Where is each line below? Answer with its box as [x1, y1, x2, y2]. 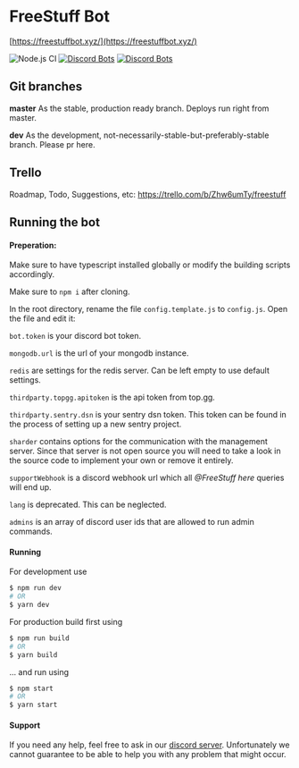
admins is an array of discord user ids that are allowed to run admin [9, 517, 254, 527]
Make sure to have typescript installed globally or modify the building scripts [9, 259, 291, 270]
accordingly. [9, 269, 55, 280]
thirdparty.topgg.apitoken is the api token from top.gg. [9, 392, 216, 403]
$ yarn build [9, 650, 58, 659]
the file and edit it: [9, 313, 76, 324]
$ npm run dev [9, 584, 62, 593]
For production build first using [9, 616, 123, 627]
